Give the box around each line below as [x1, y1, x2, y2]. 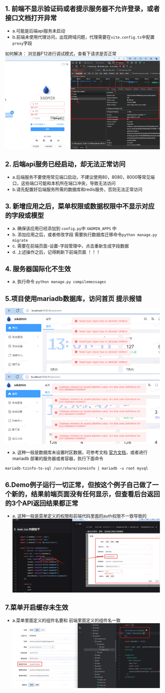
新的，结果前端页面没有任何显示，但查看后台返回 [11, 490, 160, 498]
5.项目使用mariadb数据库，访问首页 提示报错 [5, 294, 142, 303]
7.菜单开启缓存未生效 [5, 604, 69, 612]
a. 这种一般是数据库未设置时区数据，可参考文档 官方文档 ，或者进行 [12, 449, 148, 456]
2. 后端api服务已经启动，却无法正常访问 [5, 160, 126, 169]
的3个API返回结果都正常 [5, 499, 79, 507]
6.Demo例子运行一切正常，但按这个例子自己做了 [5, 481, 152, 489]
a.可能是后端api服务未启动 [12, 28, 65, 33]
